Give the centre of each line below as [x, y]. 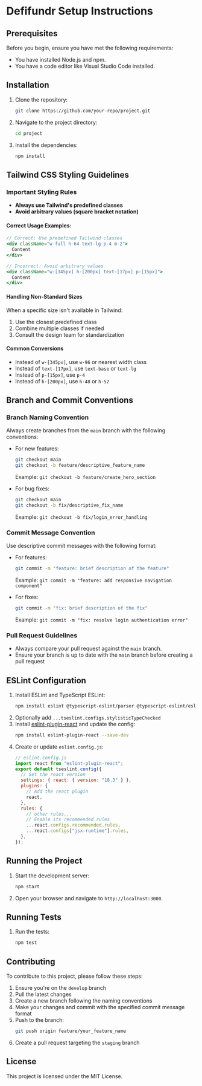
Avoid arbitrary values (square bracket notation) [77, 212]
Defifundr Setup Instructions [80, 11]
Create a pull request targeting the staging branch [77, 1042]
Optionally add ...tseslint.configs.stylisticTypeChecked [88, 717]
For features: [31, 558]
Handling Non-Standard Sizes [44, 296]
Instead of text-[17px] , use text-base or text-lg [76, 368]
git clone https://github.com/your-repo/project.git [83, 111]
